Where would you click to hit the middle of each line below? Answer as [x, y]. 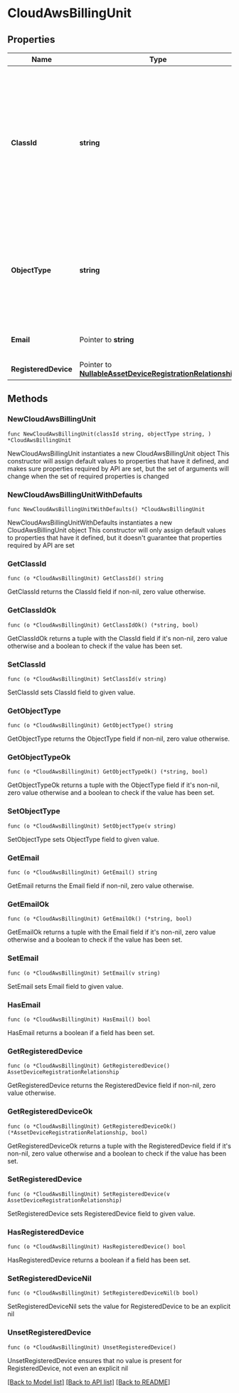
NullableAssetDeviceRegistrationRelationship [158, 374]
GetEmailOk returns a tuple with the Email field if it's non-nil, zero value [112, 932]
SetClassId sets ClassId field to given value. [71, 692]
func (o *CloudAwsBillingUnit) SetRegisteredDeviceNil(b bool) [103, 1293]
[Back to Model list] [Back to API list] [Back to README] [89, 1382]
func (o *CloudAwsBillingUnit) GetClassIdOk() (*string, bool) [103, 625]
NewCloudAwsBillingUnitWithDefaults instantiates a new [90, 523]
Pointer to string [107, 340]
